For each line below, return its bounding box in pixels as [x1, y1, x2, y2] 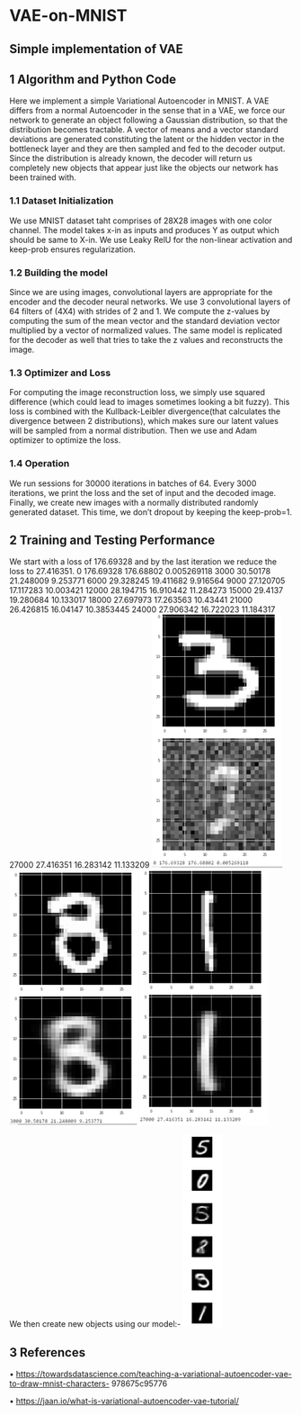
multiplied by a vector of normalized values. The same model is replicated [9, 325, 283, 336]
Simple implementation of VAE [9, 41, 184, 57]
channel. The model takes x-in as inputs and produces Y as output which [9, 224, 280, 235]
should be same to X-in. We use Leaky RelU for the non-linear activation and [9, 234, 293, 245]
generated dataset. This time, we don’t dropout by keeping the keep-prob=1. [9, 506, 293, 518]
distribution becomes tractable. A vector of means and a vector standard [9, 124, 279, 135]
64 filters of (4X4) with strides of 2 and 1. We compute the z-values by [9, 305, 270, 316]
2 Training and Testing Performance [9, 532, 216, 547]
